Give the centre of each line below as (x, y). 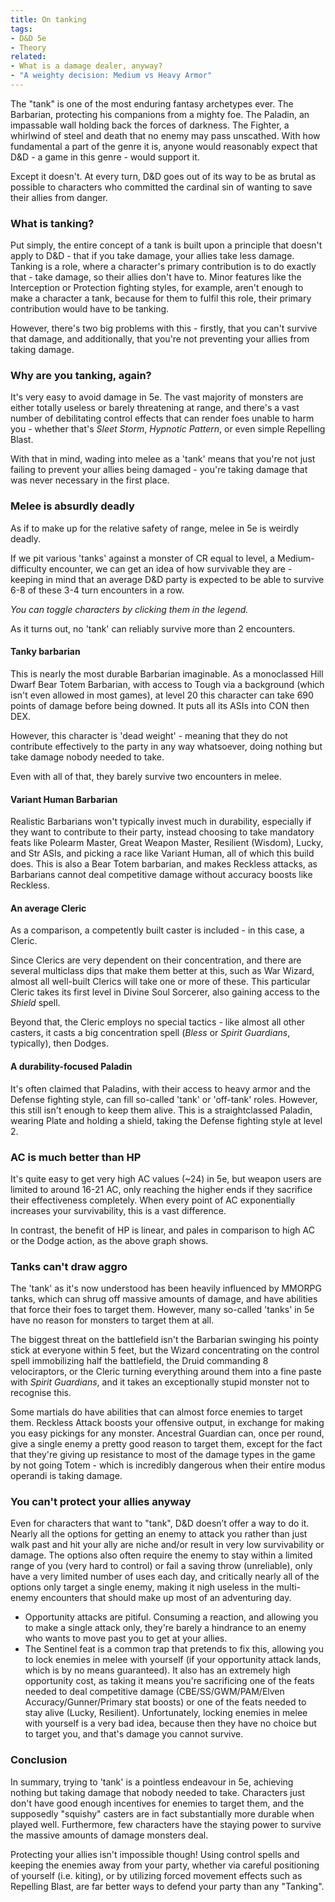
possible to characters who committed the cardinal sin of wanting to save (161, 187)
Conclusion (39, 1760)
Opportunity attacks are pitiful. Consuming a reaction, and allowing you (171, 1617)
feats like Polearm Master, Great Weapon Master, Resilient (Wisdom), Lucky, (167, 843)
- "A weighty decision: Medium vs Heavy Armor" (111, 76)
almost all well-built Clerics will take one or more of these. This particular (160, 982)
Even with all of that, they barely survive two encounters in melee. (146, 776)
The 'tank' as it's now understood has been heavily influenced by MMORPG (166, 1288)
